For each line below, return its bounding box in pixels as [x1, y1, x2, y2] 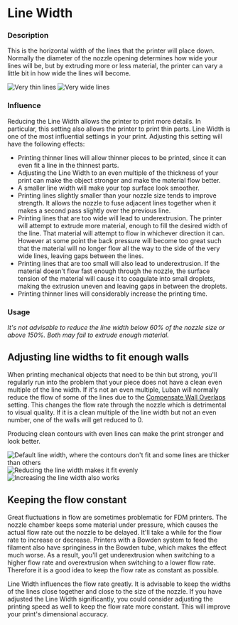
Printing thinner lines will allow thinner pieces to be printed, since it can [17, 153, 227, 161]
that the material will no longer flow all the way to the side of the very [17, 244, 220, 252]
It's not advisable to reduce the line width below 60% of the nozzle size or [7, 324, 225, 332]
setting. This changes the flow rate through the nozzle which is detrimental [7, 400, 227, 409]
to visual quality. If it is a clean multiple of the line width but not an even [7, 407, 217, 417]
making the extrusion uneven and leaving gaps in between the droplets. [17, 282, 227, 290]
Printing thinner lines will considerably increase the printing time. [17, 289, 208, 298]
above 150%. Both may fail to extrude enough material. [7, 331, 169, 339]
